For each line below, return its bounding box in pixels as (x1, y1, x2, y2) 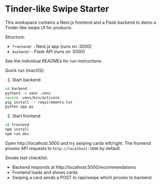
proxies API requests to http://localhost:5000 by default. (5, 145, 122, 151)
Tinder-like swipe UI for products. (5, 24, 72, 30)
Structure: (5, 34, 25, 40)
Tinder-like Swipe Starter (5, 3, 109, 15)
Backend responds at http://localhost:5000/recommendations (12, 164, 136, 170)
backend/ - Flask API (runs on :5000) (12, 49, 86, 54)
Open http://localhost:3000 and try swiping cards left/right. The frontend (5, 140, 151, 146)
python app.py (5, 104, 34, 109)
